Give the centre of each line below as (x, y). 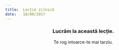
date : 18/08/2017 (25, 14)
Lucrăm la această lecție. (83, 31)
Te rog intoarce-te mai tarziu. (83, 42)
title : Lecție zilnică (30, 10)
